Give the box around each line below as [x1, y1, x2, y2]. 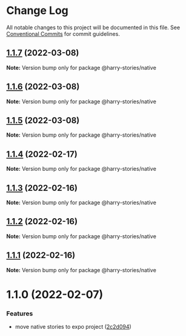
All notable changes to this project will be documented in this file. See [6, 24, 181, 31]
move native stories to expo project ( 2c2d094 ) [15, 323, 131, 331]
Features [6, 309, 33, 318]
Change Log [6, 4, 68, 18]
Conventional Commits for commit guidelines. [6, 30, 120, 37]
